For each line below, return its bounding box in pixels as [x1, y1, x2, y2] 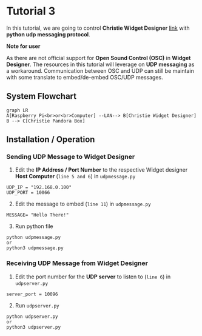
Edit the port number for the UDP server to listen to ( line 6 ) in [15, 273, 171, 280]
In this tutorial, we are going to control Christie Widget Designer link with [6, 24, 190, 32]
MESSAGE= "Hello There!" [6, 212, 69, 218]
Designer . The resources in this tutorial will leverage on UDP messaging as [6, 61, 195, 68]
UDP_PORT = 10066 [6, 190, 50, 196]
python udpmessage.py [6, 235, 61, 241]
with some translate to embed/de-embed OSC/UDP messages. [6, 73, 163, 81]
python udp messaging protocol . [6, 30, 90, 38]
